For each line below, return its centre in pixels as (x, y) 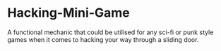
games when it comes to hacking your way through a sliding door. (103, 39)
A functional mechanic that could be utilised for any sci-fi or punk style (110, 32)
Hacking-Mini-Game (68, 13)
